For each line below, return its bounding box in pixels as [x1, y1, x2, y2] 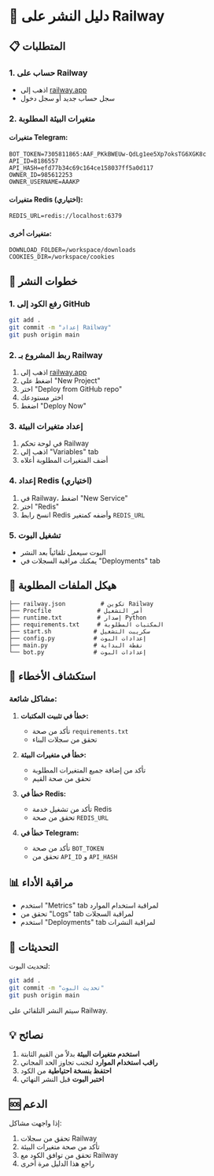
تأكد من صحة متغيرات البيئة [20, 1142, 101, 1152]
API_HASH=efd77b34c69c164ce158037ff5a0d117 [9, 164, 154, 172]
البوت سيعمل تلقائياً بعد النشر [20, 547, 106, 557]
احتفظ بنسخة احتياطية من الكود [20, 1066, 113, 1076]
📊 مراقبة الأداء [9, 876, 74, 889]
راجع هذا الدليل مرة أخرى [20, 1159, 95, 1168]
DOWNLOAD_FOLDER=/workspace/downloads [9, 246, 136, 254]
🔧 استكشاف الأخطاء [9, 670, 97, 683]
